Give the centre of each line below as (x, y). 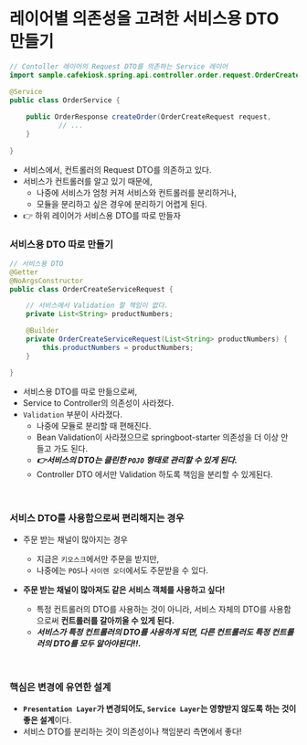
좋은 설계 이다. (47, 720)
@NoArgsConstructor (47, 281)
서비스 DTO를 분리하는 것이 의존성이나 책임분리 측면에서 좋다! (132, 731)
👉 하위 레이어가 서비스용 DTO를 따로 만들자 (101, 215)
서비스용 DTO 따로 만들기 (62, 244)
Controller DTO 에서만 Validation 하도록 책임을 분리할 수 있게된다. (154, 474)
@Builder (42, 331)
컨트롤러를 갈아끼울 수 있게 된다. (118, 620)
